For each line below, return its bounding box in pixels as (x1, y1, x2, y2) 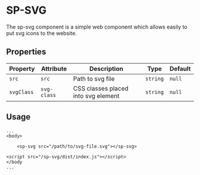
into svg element (73, 92, 120, 100)
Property (9, 64, 35, 73)
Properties (6, 47, 46, 57)
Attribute (40, 64, 67, 73)
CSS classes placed (73, 84, 129, 92)
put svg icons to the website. (6, 29, 77, 36)
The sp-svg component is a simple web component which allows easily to (6, 23, 187, 30)
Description (89, 64, 124, 73)
